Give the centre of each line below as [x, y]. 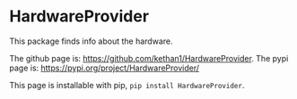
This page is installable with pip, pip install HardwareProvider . [127, 85]
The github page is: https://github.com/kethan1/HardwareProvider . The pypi [149, 58]
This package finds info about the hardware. [91, 41]
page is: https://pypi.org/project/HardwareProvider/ [105, 68]
